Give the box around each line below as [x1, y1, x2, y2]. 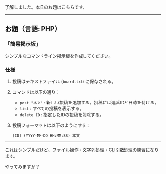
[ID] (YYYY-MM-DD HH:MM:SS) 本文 [12, 133, 80, 138]
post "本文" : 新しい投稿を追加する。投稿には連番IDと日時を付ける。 [19, 99, 159, 105]
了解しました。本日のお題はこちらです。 [5, 4, 87, 10]
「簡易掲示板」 [5, 41, 41, 48]
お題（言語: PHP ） [5, 25, 61, 33]
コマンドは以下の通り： [12, 89, 60, 95]
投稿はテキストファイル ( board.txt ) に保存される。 [12, 78, 116, 84]
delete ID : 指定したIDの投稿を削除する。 [19, 111, 104, 117]
